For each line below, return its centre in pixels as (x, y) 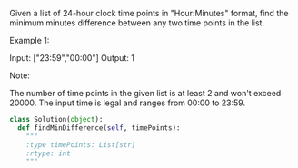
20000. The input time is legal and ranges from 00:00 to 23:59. (128, 103)
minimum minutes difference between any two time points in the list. (137, 23)
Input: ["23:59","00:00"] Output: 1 (72, 58)
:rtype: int (48, 153)
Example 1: (30, 40)
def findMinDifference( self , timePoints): (99, 128)
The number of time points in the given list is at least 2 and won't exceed (145, 93)
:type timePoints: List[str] (81, 144)
